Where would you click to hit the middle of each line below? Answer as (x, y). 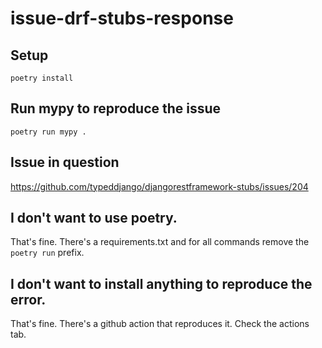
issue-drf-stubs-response (122, 18)
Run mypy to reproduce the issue (116, 108)
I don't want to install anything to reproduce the (161, 283)
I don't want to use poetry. (94, 218)
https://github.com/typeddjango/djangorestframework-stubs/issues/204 (159, 186)
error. (28, 299)
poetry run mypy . (48, 132)
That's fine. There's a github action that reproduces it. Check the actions (160, 324)
